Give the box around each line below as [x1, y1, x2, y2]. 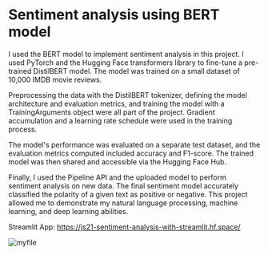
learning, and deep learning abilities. [8, 206, 129, 216]
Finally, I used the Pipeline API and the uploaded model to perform [8, 172, 226, 182]
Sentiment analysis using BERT [8, 6, 220, 24]
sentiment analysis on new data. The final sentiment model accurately [8, 180, 238, 190]
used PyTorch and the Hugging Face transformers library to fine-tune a [8, 58, 242, 67]
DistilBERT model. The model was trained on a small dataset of [33, 66, 240, 75]
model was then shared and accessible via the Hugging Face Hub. [8, 156, 226, 166]
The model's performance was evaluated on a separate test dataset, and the [8, 140, 261, 149]
